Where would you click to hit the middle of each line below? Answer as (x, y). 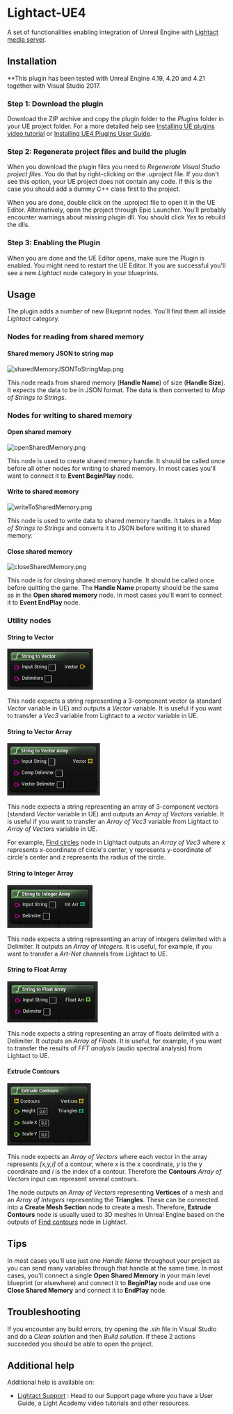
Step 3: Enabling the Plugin (54, 243)
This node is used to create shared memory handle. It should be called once (116, 460)
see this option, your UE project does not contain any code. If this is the (110, 182)
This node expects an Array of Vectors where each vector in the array (107, 1157)
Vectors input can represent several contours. (73, 1179)
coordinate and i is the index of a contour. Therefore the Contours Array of (114, 1172)
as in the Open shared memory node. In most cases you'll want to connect (115, 595)
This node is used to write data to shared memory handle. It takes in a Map (114, 520)
